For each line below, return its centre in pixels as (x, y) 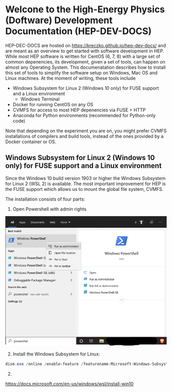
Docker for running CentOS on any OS (53, 104)
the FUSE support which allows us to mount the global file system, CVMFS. (84, 189)
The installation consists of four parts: (45, 199)
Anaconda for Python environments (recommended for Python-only (84, 115)
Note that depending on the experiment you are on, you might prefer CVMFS (86, 131)
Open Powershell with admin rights (50, 209)
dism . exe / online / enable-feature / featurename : (58, 364)
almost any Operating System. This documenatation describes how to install (85, 67)
